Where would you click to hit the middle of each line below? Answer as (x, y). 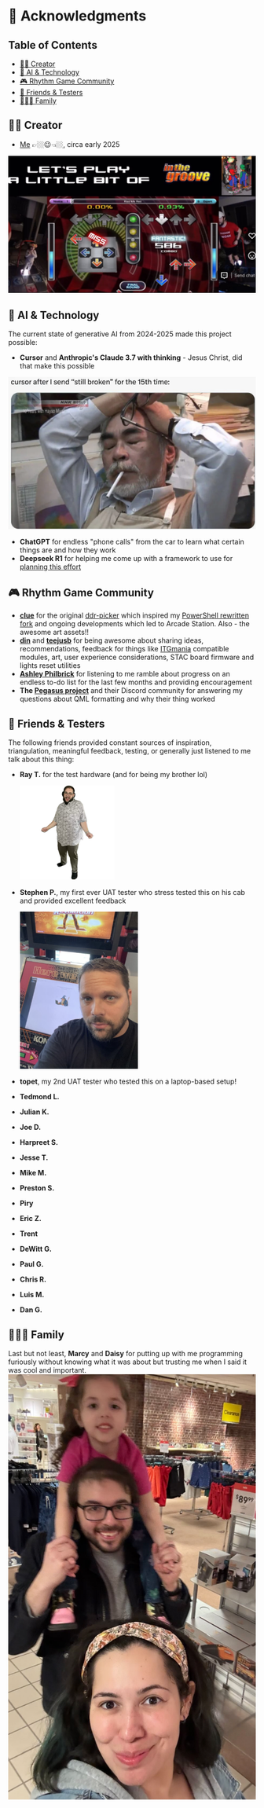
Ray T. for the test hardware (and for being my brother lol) (114, 774)
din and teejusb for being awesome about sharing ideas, (112, 640)
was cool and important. (47, 1370)
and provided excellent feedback (73, 901)
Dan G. (31, 1310)
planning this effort (50, 567)
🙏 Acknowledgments (77, 16)
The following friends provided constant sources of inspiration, (110, 743)
